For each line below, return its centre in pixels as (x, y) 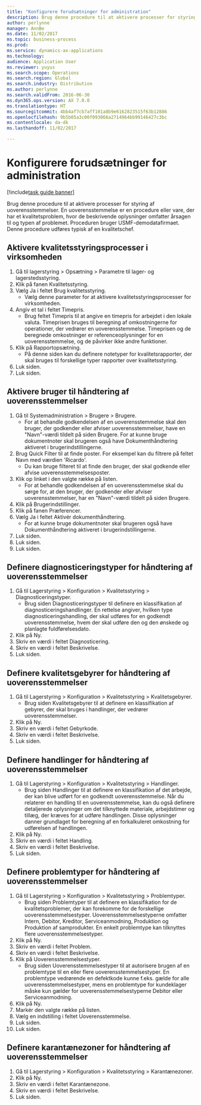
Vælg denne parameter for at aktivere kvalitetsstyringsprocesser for (108, 297)
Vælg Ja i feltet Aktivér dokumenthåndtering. (70, 517)
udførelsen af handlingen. (56, 828)
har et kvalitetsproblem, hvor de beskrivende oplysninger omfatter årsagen (99, 216)
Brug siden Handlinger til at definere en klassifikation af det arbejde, (108, 790)
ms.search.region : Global (39, 78)
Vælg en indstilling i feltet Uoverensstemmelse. (73, 1016)
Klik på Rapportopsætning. (48, 347)
